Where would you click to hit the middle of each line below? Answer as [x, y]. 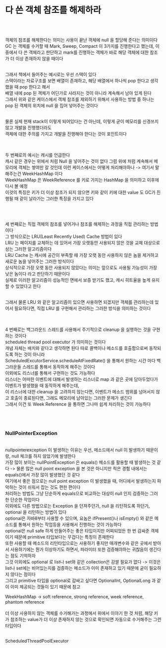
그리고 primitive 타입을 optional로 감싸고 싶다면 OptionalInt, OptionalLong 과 [81, 581]
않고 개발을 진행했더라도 [28, 127]
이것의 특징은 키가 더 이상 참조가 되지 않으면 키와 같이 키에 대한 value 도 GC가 [80, 192]
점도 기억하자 [23, 556]
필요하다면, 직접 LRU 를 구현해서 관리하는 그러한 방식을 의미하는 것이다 [83, 308]
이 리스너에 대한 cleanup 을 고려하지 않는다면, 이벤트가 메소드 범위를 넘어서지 [80, 392]
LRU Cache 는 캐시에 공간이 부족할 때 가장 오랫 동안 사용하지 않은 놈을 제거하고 [82, 255]
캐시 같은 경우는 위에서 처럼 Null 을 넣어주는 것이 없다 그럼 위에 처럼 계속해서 [79, 161]
